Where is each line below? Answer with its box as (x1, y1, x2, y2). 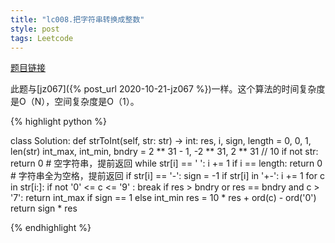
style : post (10, 24, 60, 34)
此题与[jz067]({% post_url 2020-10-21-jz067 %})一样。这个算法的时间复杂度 (10, 83, 326, 95)
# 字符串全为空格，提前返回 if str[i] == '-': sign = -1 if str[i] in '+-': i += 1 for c (10, 170, 325, 182)
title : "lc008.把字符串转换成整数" (10, 14, 145, 25)
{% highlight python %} (10, 116, 107, 128)
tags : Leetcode (10, 33, 74, 43)
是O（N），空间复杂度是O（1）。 (10, 96, 140, 108)
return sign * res (10, 202, 78, 215)
